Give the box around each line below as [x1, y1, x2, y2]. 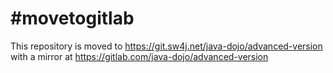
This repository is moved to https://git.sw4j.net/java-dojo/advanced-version [10, 40, 323, 52]
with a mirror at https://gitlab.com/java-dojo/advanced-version [10, 50, 269, 62]
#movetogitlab [10, 7, 135, 30]
